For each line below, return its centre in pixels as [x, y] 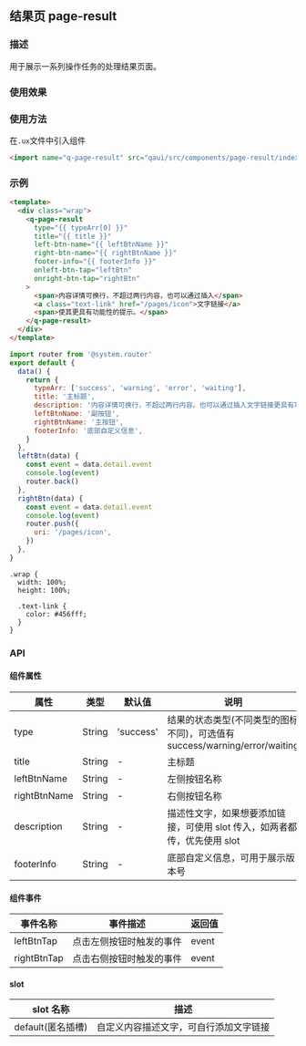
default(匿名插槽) [51, 1027]
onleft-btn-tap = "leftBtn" [82, 270]
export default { [42, 363]
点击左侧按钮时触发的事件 [127, 942]
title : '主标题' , [64, 397]
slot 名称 [51, 1010]
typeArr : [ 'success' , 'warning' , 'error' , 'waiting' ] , [140, 388]
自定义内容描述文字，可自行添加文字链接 [184, 1027]
